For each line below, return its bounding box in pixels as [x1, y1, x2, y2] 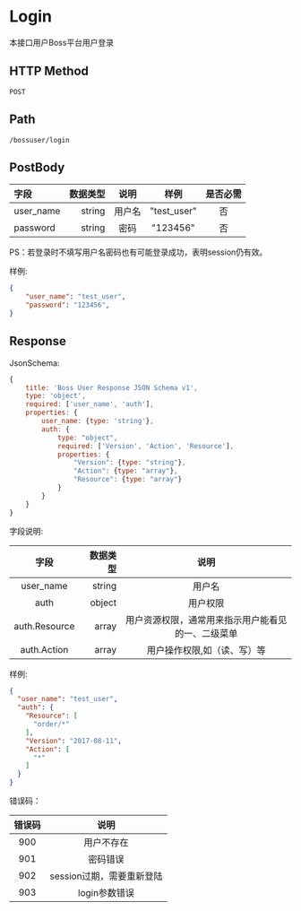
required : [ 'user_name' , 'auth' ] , [25, 400, 154, 409]
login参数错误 [77, 887, 135, 899]
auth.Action [20, 643, 69, 655]
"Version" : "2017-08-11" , [25, 736, 123, 745]
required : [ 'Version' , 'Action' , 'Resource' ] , [56, 441, 235, 450]
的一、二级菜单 [174, 627, 238, 639]
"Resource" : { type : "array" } [73, 475, 182, 484]
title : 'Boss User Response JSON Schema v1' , [25, 383, 199, 392]
